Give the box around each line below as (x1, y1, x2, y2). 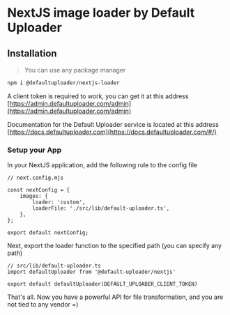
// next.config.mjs (7, 174, 64, 182)
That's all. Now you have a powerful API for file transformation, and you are (7, 293, 224, 301)
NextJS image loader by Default (7, 5, 195, 21)
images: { (20, 193, 49, 200)
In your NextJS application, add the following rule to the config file (7, 161, 197, 169)
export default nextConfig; (7, 229, 89, 236)
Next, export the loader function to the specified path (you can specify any (7, 242, 222, 250)
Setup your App (7, 145, 61, 155)
